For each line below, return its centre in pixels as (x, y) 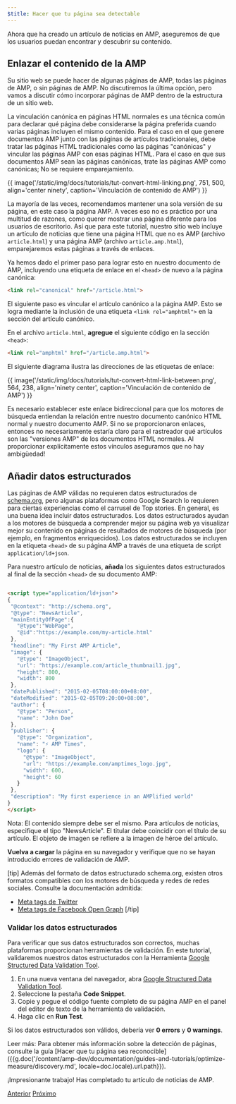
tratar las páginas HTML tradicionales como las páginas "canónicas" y (109, 147)
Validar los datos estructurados (62, 927)
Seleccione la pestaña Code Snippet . (72, 994)
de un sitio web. (31, 103)
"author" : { (28, 705)
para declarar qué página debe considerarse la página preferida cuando (112, 124)
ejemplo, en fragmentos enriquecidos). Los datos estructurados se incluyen (117, 538)
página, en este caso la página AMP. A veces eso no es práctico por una (112, 212)
